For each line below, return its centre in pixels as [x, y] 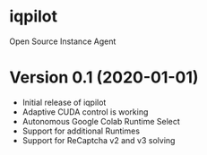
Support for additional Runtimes [81, 131]
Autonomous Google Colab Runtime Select [101, 121]
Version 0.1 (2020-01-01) [104, 77]
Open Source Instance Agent [63, 41]
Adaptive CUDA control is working [85, 112]
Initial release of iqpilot [64, 102]
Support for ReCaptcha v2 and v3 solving [99, 140]
